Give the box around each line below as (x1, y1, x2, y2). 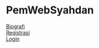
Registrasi (6, 29, 30, 36)
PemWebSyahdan (6, 4, 94, 17)
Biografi (6, 23, 25, 30)
